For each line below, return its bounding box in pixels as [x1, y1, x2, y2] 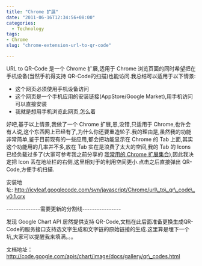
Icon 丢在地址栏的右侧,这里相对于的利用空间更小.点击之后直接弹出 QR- [17, 158, 192, 165]
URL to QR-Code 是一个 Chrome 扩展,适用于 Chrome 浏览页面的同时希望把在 [6, 64, 197, 72]
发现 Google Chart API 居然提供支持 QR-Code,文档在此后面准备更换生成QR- [6, 218, 194, 225]
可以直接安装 [14, 100, 47, 107]
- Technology [11, 25, 44, 32]
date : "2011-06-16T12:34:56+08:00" [6, 14, 96, 20]
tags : [6, 31, 20, 37]
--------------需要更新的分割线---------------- [6, 205, 121, 212]
